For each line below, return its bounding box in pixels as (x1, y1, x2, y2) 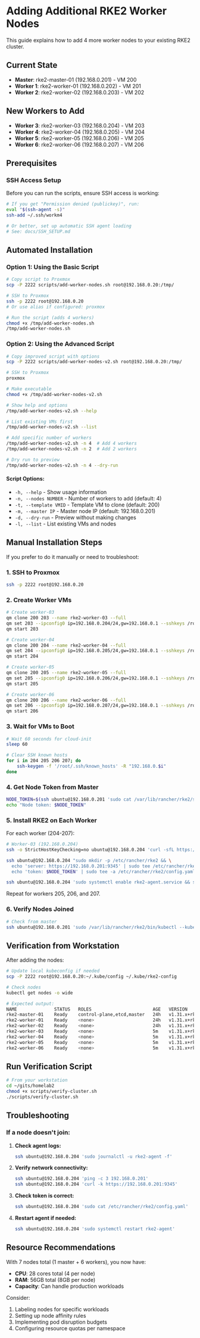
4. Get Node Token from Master (6, 783, 99, 791)
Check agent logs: (14, 1142, 61, 1149)
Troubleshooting (6, 1111, 70, 1121)
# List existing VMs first (6, 419, 73, 425)
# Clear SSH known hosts (6, 752, 68, 758)
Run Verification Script (6, 1061, 92, 1071)
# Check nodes (6, 984, 42, 990)
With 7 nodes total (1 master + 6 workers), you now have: (6, 1258, 146, 1265)
